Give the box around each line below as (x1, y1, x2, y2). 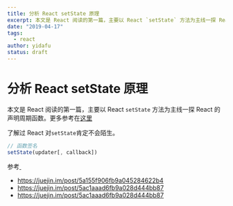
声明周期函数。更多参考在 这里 (7, 114, 92, 122)
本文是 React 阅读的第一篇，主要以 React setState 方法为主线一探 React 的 (7, 105, 221, 113)
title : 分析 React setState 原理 (7, 10, 100, 17)
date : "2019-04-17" (7, 23, 64, 30)
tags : (7, 29, 23, 37)
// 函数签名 (7, 142, 38, 149)
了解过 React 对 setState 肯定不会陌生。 (7, 128, 119, 137)
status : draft (7, 49, 49, 56)
